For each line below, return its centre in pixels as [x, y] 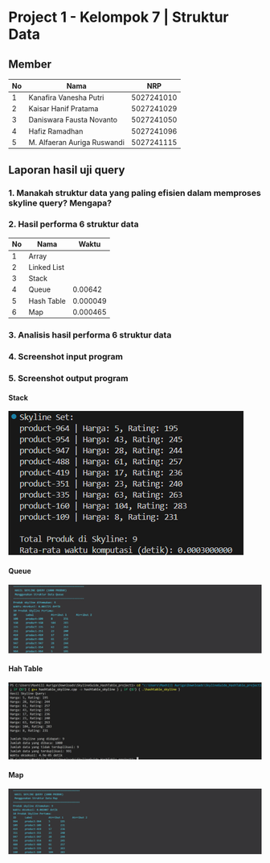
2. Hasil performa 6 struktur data [74, 224]
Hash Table [47, 301]
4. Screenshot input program [65, 357]
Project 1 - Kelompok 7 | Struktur [119, 17]
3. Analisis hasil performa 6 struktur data [90, 335]
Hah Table [26, 669]
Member [30, 64]
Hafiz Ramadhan [56, 131]
